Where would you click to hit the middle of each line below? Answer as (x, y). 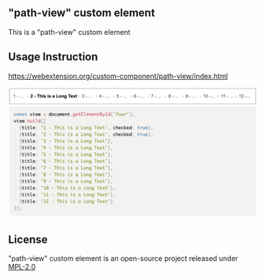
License (28, 239)
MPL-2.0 (22, 267)
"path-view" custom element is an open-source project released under (123, 258)
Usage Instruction (53, 57)
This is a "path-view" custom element (69, 32)
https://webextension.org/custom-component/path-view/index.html (118, 76)
